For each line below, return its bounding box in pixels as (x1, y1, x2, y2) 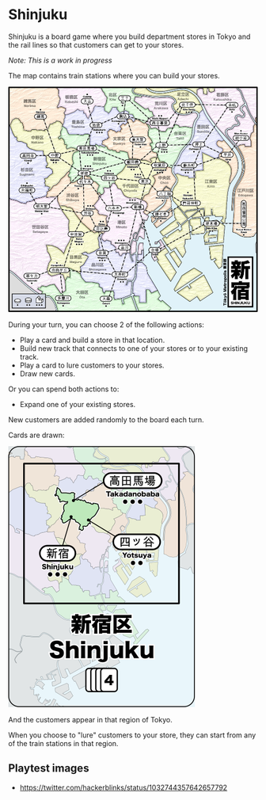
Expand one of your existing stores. (19, 400, 136, 410)
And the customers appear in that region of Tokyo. (8, 715, 173, 725)
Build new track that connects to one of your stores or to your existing (19, 344, 248, 353)
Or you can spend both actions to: (8, 384, 120, 394)
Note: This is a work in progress (8, 55, 112, 65)
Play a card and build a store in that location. (19, 335, 165, 345)
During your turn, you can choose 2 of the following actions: (8, 320, 204, 330)
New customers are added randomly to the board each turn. (8, 415, 204, 425)
